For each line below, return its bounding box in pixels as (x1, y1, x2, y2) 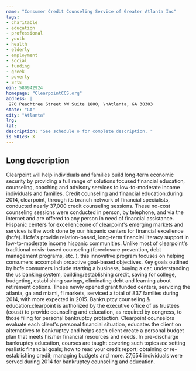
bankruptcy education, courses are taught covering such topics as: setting (6, 339, 185, 346)
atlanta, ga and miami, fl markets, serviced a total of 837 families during (6, 290, 179, 297)
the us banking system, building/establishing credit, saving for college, (6, 271, 177, 278)
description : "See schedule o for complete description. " (6, 128, 153, 135)
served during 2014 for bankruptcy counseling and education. (6, 358, 156, 365)
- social (6, 57, 27, 63)
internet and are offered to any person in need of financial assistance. (6, 215, 174, 222)
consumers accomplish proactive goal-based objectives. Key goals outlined (6, 258, 189, 266)
